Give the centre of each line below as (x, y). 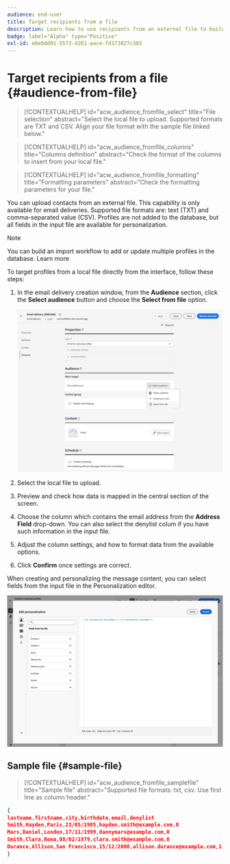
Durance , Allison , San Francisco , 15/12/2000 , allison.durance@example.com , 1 (115, 847)
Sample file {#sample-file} (65, 766)
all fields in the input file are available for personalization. (87, 225)
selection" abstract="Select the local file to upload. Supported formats (123, 119)
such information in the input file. (64, 531)
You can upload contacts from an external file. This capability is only (104, 203)
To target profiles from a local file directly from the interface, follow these (110, 272)
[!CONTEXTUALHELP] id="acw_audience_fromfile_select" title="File (120, 112)
